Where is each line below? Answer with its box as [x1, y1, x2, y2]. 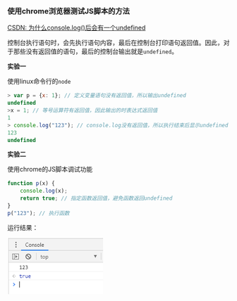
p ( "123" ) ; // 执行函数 [7, 210, 70, 217]
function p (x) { [7, 180, 55, 187]
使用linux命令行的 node [7, 77, 71, 86]
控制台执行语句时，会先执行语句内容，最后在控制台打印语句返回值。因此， [7, 39, 224, 47]
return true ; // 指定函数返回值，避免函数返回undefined [20, 195, 173, 202]
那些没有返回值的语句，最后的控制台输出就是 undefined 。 [13, 47, 178, 56]
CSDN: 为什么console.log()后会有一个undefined [7, 23, 146, 32]
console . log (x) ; [20, 188, 68, 195]
